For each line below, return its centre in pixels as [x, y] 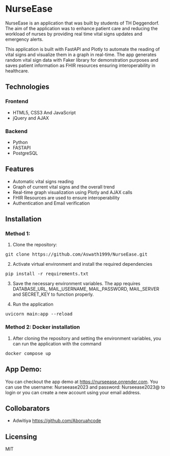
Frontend [17, 102]
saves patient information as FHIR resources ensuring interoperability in [80, 65]
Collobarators [27, 408]
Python [20, 142]
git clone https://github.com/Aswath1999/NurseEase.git [76, 255]
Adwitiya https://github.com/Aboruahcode [57, 421]
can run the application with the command [57, 344]
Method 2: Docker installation [43, 327]
